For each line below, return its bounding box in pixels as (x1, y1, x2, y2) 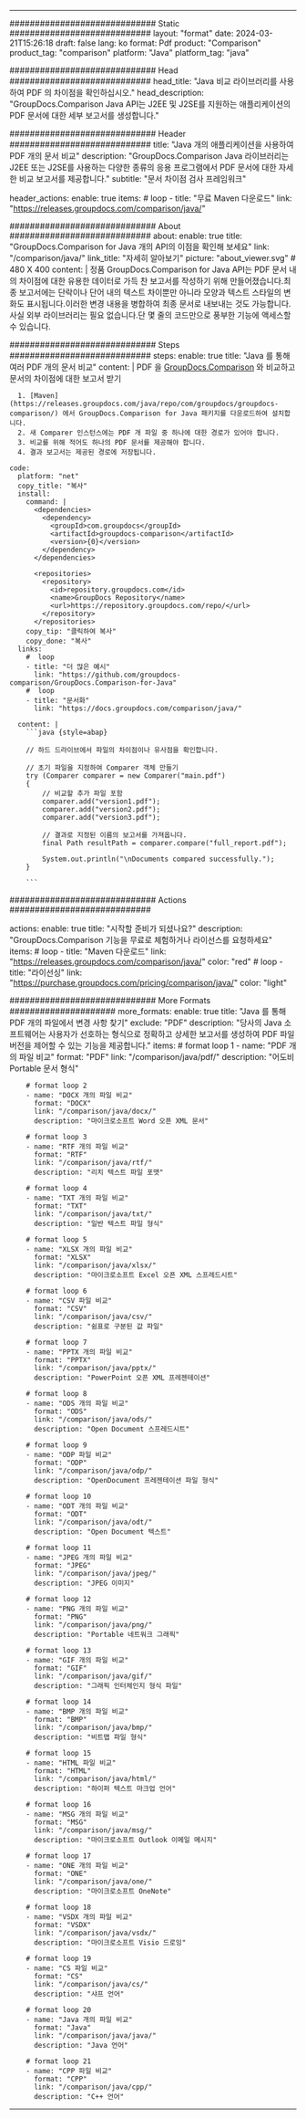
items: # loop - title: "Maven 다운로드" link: (9, 946, 167, 957)
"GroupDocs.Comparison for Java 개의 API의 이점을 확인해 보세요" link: (9, 241, 270, 252)
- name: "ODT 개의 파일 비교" (25, 1502, 129, 1511)
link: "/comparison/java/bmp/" (33, 1723, 153, 1732)
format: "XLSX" (33, 1253, 92, 1262)
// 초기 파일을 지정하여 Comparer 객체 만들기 (25, 763, 179, 772)
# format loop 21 (25, 2057, 92, 2066)
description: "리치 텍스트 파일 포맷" (33, 1168, 164, 1177)
